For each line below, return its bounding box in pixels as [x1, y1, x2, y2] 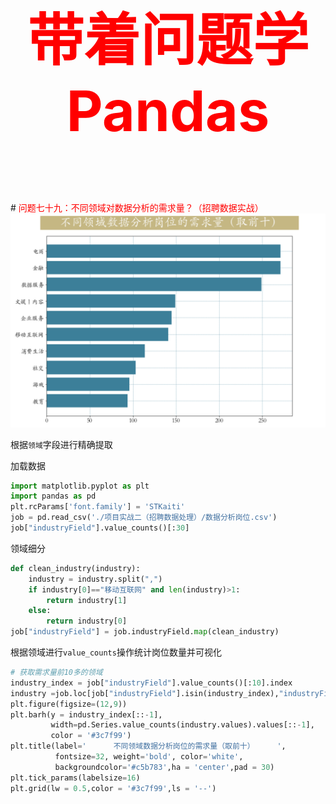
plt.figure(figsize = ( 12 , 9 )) [10, 699, 128, 709]
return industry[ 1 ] [46, 595, 128, 605]
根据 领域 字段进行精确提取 [10, 438, 113, 450]
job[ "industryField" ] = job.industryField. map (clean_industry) [10, 627, 280, 637]
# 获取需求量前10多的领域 [10, 668, 103, 678]
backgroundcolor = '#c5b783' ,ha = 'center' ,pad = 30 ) [54, 762, 275, 772]
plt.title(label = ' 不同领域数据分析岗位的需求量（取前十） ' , [10, 741, 287, 752]
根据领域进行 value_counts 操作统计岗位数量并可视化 [10, 646, 222, 658]
